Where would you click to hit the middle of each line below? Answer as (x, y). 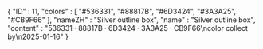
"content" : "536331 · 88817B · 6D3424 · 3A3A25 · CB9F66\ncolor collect (128, 28)
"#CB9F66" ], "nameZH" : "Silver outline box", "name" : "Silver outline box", (131, 20)
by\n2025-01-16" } (38, 36)
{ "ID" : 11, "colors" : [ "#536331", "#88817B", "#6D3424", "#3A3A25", (122, 11)
